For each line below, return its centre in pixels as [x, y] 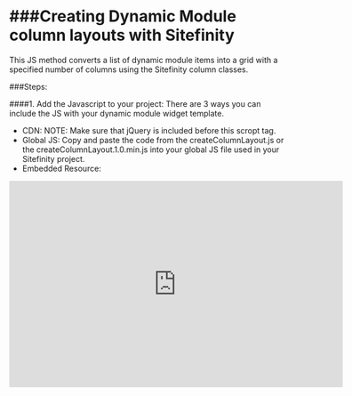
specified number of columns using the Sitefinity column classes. [129, 69]
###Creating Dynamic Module [123, 16]
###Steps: [28, 86]
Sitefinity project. [53, 158]
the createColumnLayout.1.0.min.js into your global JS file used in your [151, 150]
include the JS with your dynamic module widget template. [117, 113]
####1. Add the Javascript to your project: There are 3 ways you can [135, 103]
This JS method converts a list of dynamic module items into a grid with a [144, 60]
